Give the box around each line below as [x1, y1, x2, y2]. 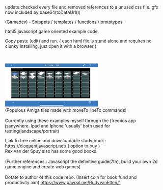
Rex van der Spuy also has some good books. [5, 148, 98, 154]
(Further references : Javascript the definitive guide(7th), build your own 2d [5, 158, 158, 164]
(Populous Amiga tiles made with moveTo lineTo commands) [5, 107, 127, 113]
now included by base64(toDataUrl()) [5, 9, 81, 15]
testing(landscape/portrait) [5, 128, 60, 134]
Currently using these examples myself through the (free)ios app [5, 118, 136, 124]
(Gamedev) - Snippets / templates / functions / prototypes [5, 19, 123, 25]
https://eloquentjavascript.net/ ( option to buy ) [5, 143, 100, 149]
